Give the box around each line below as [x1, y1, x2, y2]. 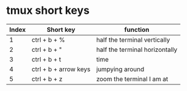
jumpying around [96, 64, 145, 73]
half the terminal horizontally [96, 45, 177, 54]
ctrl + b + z [31, 75, 63, 83]
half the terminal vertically [96, 36, 171, 44]
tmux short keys [6, 4, 90, 17]
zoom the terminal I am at [96, 75, 168, 83]
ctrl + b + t [31, 55, 62, 63]
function [124, 25, 149, 34]
